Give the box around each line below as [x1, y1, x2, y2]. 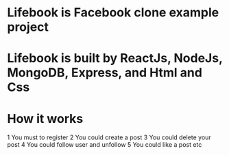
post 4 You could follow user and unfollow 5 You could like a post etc [7, 141, 202, 149]
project [7, 19, 49, 35]
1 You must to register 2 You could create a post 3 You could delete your [7, 133, 211, 141]
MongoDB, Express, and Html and [7, 65, 202, 81]
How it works [7, 111, 84, 126]
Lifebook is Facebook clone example [7, 5, 219, 20]
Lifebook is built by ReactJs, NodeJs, [7, 51, 223, 66]
